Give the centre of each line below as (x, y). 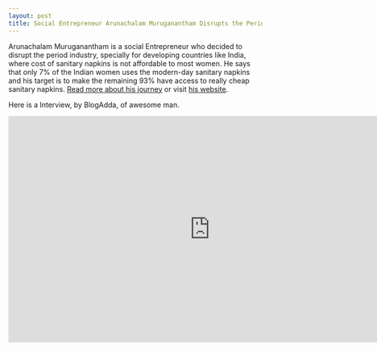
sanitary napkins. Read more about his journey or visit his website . (118, 89)
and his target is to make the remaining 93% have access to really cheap (129, 81)
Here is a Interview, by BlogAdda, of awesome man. (94, 105)
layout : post (30, 16)
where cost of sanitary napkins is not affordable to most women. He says (130, 63)
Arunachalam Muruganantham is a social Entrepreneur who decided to (126, 46)
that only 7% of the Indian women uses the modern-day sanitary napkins (129, 72)
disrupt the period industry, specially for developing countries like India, (127, 55)
